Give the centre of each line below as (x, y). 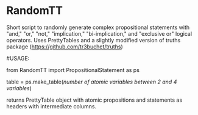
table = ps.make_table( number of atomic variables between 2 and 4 (92, 82)
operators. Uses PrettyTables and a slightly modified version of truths (94, 40)
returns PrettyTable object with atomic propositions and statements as (94, 100)
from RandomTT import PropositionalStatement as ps (73, 70)
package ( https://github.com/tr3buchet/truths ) (65, 47)
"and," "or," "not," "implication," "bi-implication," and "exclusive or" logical (99, 33)
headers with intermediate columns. (51, 106)
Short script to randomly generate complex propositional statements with (98, 27)
